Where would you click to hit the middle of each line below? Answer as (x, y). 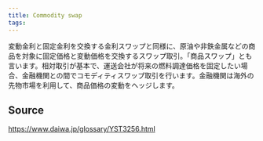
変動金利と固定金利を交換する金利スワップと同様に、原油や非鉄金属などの (128, 46)
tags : (17, 23)
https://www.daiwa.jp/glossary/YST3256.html (82, 129)
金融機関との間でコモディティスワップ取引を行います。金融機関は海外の (138, 75)
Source (26, 110)
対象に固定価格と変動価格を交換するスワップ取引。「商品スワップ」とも (137, 56)
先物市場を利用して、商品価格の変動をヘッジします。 (93, 85)
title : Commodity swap (45, 15)
